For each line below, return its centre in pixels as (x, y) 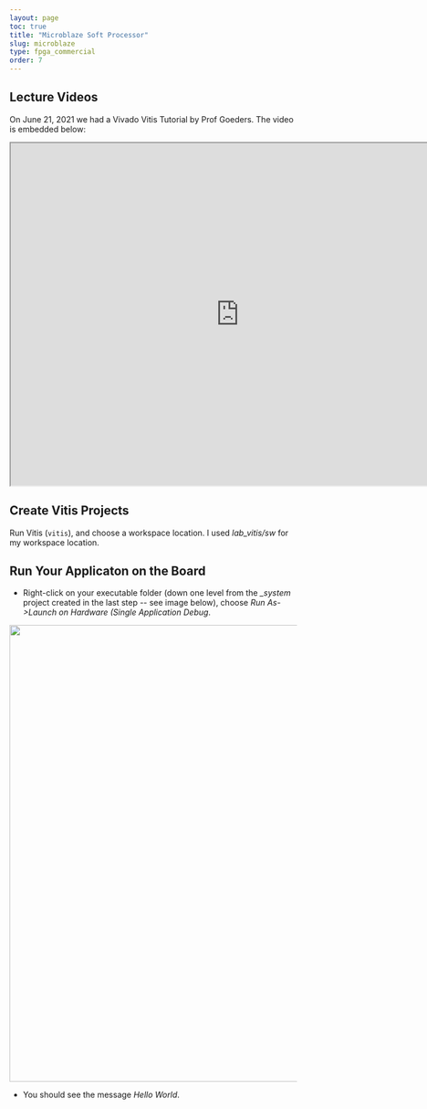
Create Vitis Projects (69, 511)
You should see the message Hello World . (101, 1095)
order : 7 (26, 60)
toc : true (28, 26)
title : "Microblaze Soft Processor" (79, 35)
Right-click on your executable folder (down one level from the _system (157, 593)
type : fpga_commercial (52, 52)
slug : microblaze (42, 43)
